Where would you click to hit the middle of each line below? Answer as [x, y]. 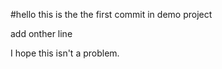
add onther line [41, 33]
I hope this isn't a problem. [65, 53]
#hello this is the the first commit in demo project [111, 14]
